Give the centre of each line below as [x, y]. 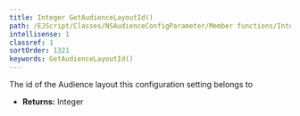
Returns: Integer [53, 102]
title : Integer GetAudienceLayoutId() [81, 17]
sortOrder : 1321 [39, 51]
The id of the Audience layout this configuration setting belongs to [131, 84]
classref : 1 [31, 42]
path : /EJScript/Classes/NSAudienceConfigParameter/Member [121, 26]
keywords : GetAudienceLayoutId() [71, 59]
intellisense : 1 [39, 34]
